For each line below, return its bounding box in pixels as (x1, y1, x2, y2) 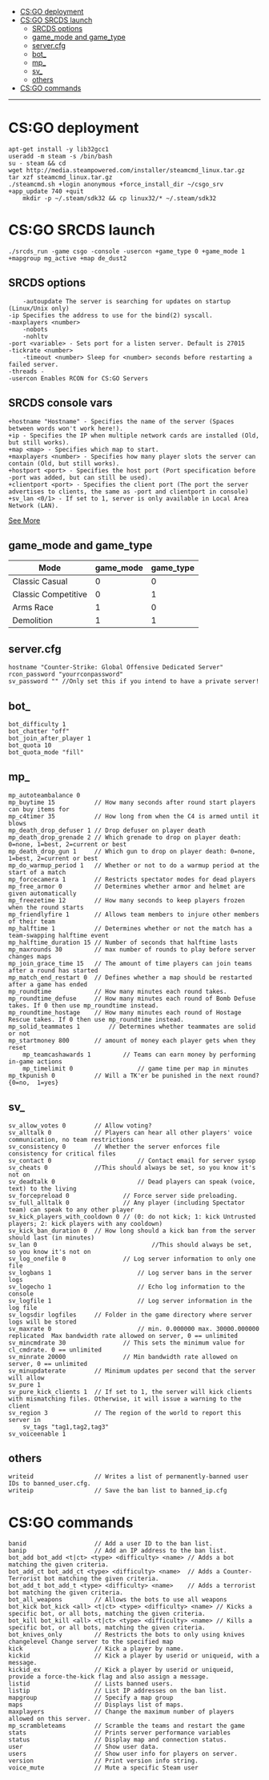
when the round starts (8, 903, 84, 911)
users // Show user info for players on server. (8, 1750, 239, 1758)
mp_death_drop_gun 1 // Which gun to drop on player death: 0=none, (8, 847, 256, 855)
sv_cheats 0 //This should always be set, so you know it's (8, 1163, 256, 1171)
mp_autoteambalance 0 (8, 791, 81, 799)
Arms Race (12, 602, 54, 613)
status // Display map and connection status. (8, 1736, 227, 1744)
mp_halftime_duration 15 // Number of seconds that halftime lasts (8, 938, 239, 946)
